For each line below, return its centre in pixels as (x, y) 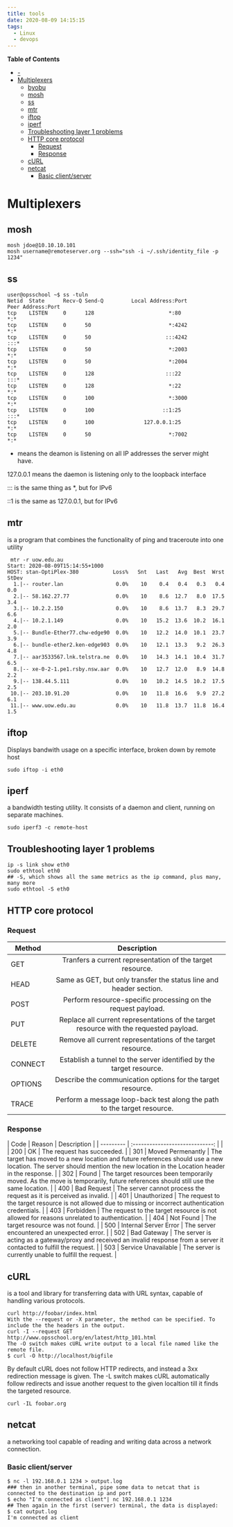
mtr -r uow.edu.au (37, 559)
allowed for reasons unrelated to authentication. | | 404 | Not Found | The (112, 1218)
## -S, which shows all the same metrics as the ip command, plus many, (114, 877)
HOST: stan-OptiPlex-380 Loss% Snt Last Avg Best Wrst (116, 572)
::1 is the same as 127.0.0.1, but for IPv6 (62, 501)
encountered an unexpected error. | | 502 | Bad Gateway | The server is (109, 1233)
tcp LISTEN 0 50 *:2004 (97, 362)
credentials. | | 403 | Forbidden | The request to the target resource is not (112, 1210)
